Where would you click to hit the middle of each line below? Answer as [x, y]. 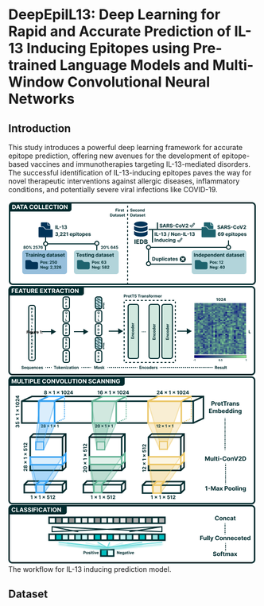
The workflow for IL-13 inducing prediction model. [90, 569]
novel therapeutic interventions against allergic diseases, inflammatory [124, 181]
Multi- [233, 66]
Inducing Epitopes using [108, 48]
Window [37, 82]
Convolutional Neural [139, 82]
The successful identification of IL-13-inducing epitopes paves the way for [130, 173]
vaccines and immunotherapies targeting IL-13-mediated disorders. [140, 164]
